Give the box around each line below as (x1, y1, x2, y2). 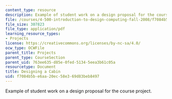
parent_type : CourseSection (5, 55, 66, 60)
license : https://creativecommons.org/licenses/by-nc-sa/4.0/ (5, 41, 141, 46)
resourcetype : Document (5, 64, 56, 69)
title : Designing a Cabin (5, 69, 60, 75)
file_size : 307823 (5, 21, 45, 27)
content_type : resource (5, 7, 56, 13)
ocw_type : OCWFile (5, 45, 45, 51)
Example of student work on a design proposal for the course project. (5, 88, 152, 94)
